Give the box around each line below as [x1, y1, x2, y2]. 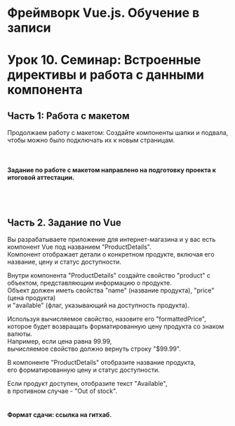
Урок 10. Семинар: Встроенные [7, 52, 201, 68]
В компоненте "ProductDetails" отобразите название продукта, [7, 359, 196, 367]
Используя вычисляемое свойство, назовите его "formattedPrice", [7, 315, 207, 323]
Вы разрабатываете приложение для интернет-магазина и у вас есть [7, 235, 216, 244]
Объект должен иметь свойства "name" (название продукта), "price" [7, 286, 215, 295]
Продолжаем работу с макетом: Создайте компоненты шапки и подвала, [7, 129, 229, 137]
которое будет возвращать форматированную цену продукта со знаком [7, 322, 224, 331]
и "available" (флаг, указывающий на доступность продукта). [7, 301, 189, 310]
